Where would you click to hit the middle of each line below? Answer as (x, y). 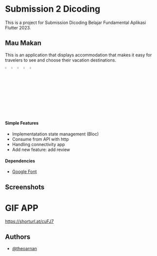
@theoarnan (25, 249)
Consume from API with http (40, 139)
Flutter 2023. (18, 27)
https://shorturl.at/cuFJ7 (29, 221)
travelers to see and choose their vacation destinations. (61, 60)
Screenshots (25, 187)
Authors (18, 237)
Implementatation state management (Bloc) (55, 134)
